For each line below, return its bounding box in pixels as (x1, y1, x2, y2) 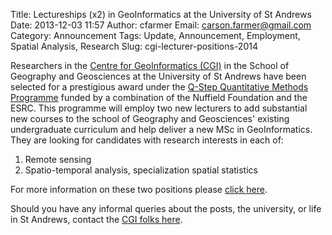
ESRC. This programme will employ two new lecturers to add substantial (10, 102, 308, 114)
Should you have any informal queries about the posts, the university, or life (10, 203, 322, 214)
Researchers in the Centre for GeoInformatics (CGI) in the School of (10, 60, 290, 71)
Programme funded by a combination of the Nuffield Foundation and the (10, 92, 308, 103)
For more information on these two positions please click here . (10, 184, 268, 195)
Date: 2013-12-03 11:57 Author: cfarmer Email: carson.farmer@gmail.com (10, 19, 312, 31)
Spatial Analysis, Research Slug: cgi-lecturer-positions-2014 (10, 40, 258, 52)
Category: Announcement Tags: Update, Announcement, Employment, (10, 30, 301, 41)
